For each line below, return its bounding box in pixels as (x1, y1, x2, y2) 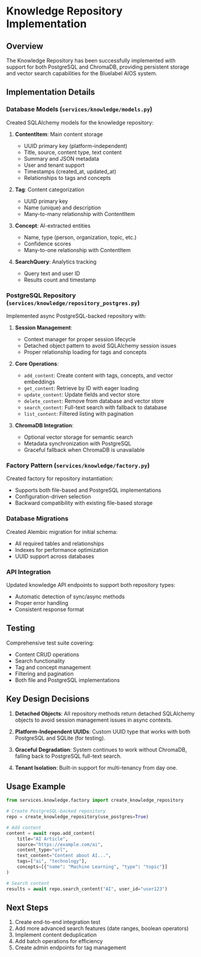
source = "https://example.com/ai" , (17, 841, 103, 847)
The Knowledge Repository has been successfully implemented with (6, 57, 176, 64)
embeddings (23, 378, 55, 385)
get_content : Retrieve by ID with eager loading (23, 384, 139, 392)
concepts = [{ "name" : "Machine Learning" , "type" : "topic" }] (17, 864, 168, 870)
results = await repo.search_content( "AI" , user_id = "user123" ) (6, 886, 168, 892)
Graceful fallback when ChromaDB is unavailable (23, 446, 145, 453)
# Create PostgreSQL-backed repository (6, 808, 106, 814)
